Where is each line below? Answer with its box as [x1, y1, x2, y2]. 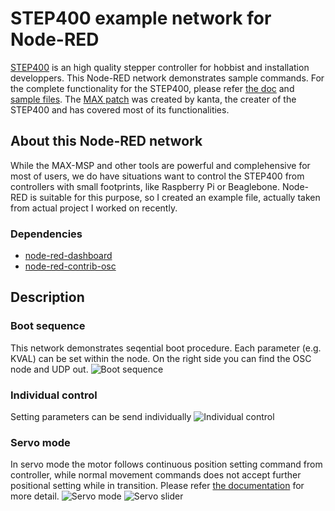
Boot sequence [10, 319, 86, 333]
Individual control [10, 388, 98, 402]
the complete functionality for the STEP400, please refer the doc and [10, 82, 295, 94]
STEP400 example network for [10, 7, 272, 30]
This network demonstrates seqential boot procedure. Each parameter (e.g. [10, 342, 322, 354]
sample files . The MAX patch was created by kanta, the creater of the [10, 93, 297, 105]
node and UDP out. [10, 363, 89, 375]
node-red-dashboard [24, 250, 113, 262]
